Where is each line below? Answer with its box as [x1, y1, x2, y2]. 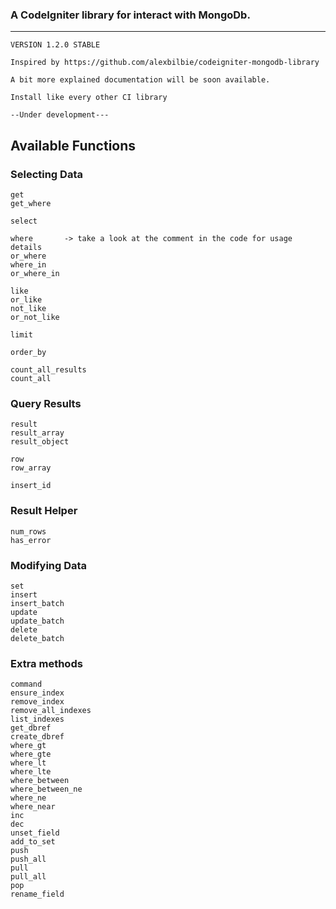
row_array [10, 463, 52, 473]
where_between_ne [10, 784, 83, 795]
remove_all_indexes [10, 706, 92, 716]
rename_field [10, 889, 65, 900]
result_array [10, 428, 65, 438]
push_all [10, 854, 47, 865]
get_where [10, 198, 52, 208]
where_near [10, 802, 56, 812]
